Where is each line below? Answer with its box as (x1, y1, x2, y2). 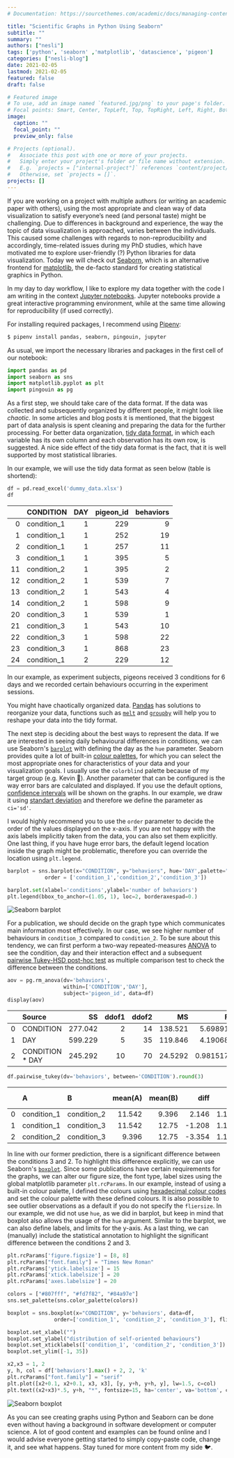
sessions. (7, 687, 35, 696)
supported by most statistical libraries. (7, 451, 117, 459)
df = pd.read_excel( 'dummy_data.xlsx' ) (7, 485, 123, 492)
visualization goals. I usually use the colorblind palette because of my (7, 766, 210, 774)
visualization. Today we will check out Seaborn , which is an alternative (7, 256, 210, 264)
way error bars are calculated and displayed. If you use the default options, (7, 781, 223, 790)
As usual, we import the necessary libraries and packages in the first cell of (7, 346, 224, 354)
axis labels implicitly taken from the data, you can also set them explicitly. (7, 831, 218, 840)
